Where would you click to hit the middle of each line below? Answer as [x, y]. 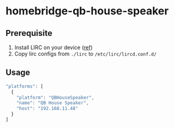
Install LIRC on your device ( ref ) [53, 47]
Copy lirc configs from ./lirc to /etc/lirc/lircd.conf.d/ [85, 54]
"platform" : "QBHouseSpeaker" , [55, 97]
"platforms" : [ [25, 86]
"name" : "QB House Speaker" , [53, 103]
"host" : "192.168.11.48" [47, 109]
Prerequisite [29, 33]
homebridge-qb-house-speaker [87, 11]
